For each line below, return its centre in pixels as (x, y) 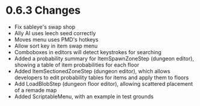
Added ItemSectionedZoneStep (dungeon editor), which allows (92, 71)
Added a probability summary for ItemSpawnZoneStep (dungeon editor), (104, 58)
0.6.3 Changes (43, 10)
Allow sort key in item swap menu (56, 46)
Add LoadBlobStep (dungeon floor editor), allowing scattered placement (104, 83)
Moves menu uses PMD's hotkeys (56, 39)
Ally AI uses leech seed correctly (55, 33)
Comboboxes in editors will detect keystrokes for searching (88, 52)
